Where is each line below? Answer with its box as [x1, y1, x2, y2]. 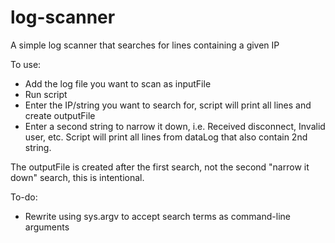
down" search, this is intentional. [10, 171, 145, 183]
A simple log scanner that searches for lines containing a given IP [10, 39, 280, 51]
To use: [10, 58, 42, 70]
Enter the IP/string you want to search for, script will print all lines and [24, 99, 312, 111]
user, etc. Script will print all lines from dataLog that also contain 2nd [24, 131, 308, 143]
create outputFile [24, 109, 96, 121]
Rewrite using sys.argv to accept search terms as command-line [24, 210, 291, 222]
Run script [24, 88, 68, 100]
